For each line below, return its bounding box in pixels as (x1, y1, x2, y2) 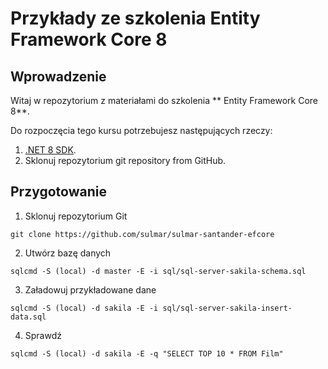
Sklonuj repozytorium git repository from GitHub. (24, 155, 227, 166)
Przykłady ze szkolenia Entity (10, 7, 261, 30)
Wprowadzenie (10, 68, 107, 85)
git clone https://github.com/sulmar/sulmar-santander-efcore (10, 229, 275, 239)
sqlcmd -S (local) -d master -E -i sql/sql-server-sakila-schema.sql (10, 266, 307, 276)
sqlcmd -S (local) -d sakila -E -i (10, 303, 159, 313)
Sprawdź (24, 329, 62, 341)
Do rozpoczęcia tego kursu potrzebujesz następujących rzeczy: (10, 125, 273, 136)
